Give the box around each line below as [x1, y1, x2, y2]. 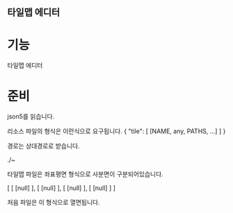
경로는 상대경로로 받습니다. [7, 142, 80, 151]
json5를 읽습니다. [7, 112, 55, 121]
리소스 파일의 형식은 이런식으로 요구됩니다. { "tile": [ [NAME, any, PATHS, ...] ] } [7, 127, 226, 135]
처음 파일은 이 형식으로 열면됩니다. [7, 198, 100, 207]
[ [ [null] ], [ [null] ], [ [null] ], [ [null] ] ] [7, 184, 116, 192]
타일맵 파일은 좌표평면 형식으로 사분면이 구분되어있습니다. [7, 170, 163, 178]
